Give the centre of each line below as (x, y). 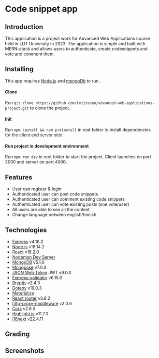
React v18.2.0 (26, 252)
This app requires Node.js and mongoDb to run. (52, 81)
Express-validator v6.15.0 (37, 278)
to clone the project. (50, 108)
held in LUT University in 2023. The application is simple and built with (75, 44)
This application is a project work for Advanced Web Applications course (78, 38)
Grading (17, 334)
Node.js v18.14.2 (28, 247)
